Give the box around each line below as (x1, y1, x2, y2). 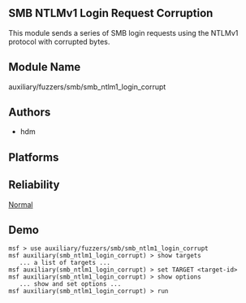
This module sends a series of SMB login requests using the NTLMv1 (8, 28, 239, 37)
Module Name (8, 60, 81, 74)
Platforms (8, 150, 59, 164)
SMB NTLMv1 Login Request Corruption (8, 6, 214, 20)
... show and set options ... (19, 280, 122, 288)
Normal (8, 199, 33, 210)
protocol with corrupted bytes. (8, 37, 110, 46)
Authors (8, 106, 51, 119)
